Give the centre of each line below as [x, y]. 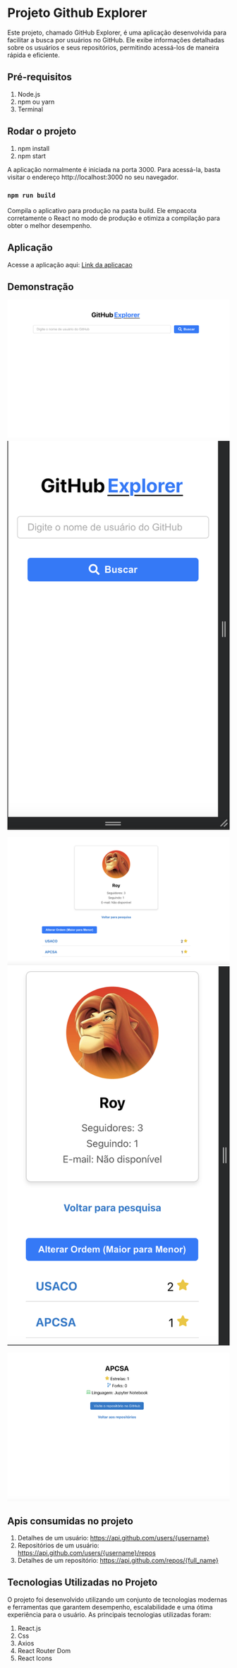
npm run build [31, 196]
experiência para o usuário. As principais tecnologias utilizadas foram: [109, 1614]
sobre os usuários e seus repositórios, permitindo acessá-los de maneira [114, 47]
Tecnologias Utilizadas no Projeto [83, 1582]
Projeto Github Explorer [77, 13]
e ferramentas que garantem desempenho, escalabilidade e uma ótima [110, 1607]
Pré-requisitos [40, 77]
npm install [34, 148]
